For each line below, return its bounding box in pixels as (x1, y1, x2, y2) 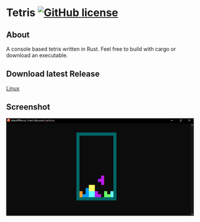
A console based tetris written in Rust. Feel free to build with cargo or (6, 45, 176, 52)
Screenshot (6, 102, 51, 112)
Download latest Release (6, 69, 100, 79)
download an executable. (6, 52, 68, 59)
